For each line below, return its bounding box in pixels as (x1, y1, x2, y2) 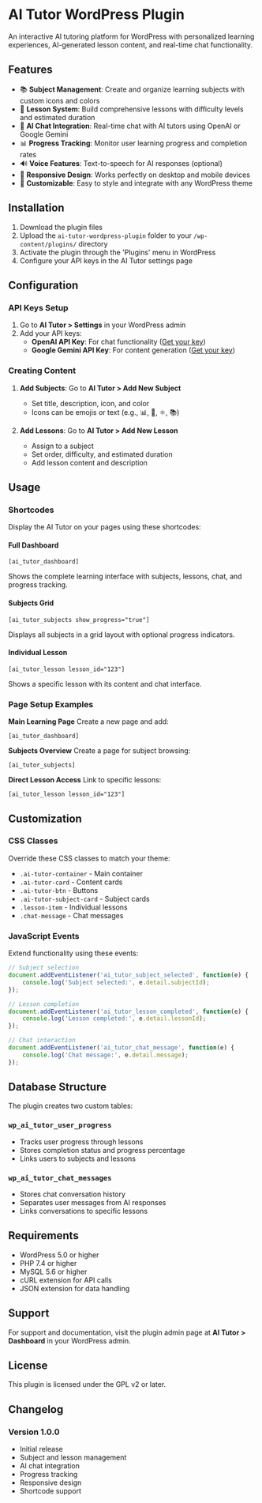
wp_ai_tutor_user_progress (8, 1121, 112, 1130)
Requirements (8, 1229, 79, 1242)
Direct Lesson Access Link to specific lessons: (8, 775, 162, 785)
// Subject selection (8, 964, 80, 972)
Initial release (19, 1445, 63, 1454)
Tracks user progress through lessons (19, 1136, 144, 1147)
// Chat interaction (8, 1037, 77, 1045)
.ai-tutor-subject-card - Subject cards (19, 894, 150, 903)
